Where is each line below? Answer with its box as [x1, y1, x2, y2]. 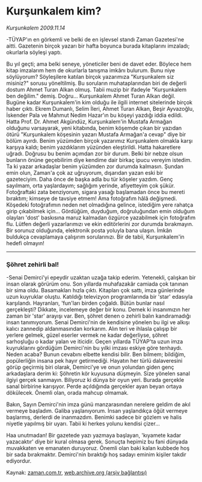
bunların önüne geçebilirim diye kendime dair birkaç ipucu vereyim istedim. [6, 156, 192, 163]
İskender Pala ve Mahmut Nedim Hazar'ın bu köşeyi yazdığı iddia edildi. [6, 111, 183, 119]
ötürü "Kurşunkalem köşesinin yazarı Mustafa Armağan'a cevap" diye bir [6, 131, 186, 138]
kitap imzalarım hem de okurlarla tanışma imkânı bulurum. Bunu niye [6, 66, 176, 74]
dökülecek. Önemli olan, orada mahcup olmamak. [6, 389, 129, 396]
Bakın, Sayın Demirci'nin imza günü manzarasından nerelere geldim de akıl [6, 401, 191, 408]
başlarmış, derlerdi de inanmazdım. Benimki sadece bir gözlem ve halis [6, 414, 182, 421]
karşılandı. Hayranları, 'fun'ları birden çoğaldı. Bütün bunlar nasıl [6, 299, 165, 307]
